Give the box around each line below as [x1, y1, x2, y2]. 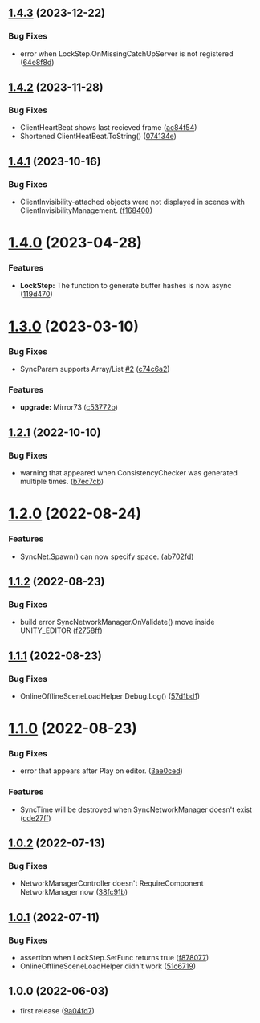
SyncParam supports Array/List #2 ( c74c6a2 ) [19, 365, 170, 374]
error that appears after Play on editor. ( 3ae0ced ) [19, 766, 183, 776]
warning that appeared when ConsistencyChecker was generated [19, 468, 238, 478]
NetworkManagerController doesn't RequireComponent [19, 878, 204, 888]
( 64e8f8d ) [19, 57, 55, 67]
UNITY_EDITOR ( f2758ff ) [19, 626, 103, 635]
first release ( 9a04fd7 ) [19, 1005, 95, 1015]
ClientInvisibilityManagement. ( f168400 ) [19, 206, 153, 215]
